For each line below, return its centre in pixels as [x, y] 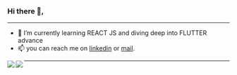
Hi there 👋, [26, 11]
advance [30, 41]
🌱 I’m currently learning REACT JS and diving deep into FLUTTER [112, 33]
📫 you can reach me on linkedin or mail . [76, 48]
